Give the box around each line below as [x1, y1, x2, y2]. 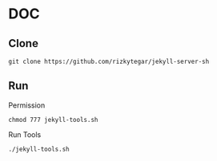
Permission [8, 100, 46, 110]
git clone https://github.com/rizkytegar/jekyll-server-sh [8, 57, 210, 65]
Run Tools [8, 129, 42, 139]
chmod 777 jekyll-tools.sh [8, 116, 98, 124]
